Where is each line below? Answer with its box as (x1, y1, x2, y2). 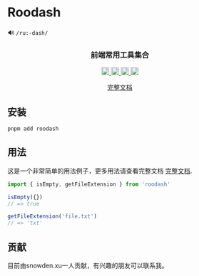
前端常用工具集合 (90, 50, 150, 60)
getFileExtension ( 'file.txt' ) (7, 213, 98, 221)
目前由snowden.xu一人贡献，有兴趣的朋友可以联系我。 (7, 261, 168, 270)
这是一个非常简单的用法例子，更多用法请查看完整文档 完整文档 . (7, 166, 193, 175)
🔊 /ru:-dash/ (7, 28, 49, 36)
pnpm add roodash (7, 125, 59, 132)
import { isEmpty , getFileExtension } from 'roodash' (7, 181, 171, 188)
